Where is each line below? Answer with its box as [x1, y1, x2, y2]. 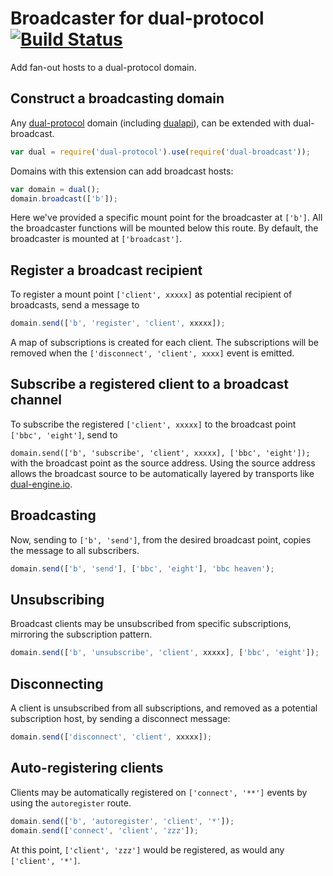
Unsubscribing [10, 591, 105, 608]
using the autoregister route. [10, 797, 132, 809]
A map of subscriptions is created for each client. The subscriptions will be [10, 337, 319, 349]
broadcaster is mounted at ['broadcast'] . [10, 233, 183, 245]
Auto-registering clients [10, 760, 164, 777]
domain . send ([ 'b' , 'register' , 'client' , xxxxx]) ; [10, 318, 226, 329]
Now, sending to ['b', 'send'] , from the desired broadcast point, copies [10, 533, 312, 546]
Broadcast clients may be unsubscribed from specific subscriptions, [10, 618, 292, 630]
